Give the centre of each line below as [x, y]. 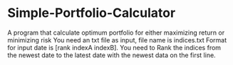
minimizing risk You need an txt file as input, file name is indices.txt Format [117, 40]
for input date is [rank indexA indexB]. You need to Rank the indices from [114, 47]
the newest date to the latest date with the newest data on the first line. [112, 55]
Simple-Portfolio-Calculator [92, 13]
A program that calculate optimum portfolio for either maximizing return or [116, 32]
